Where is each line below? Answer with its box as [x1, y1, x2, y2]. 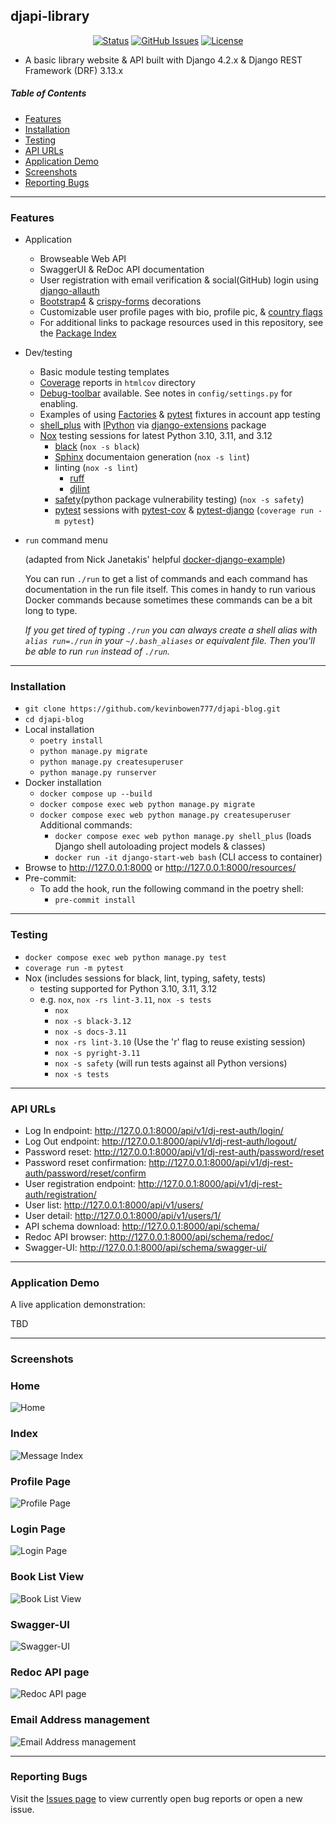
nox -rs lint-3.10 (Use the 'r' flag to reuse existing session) [54, 1035, 306, 1048]
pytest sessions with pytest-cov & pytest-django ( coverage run [54, 504, 314, 516]
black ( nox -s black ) [54, 440, 140, 453]
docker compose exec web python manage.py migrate [39, 800, 256, 810]
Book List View [10, 1570, 85, 1584]
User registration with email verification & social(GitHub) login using [39, 274, 319, 286]
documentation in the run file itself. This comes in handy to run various [24, 584, 317, 596]
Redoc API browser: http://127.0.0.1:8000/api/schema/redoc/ [24, 1230, 274, 1243]
